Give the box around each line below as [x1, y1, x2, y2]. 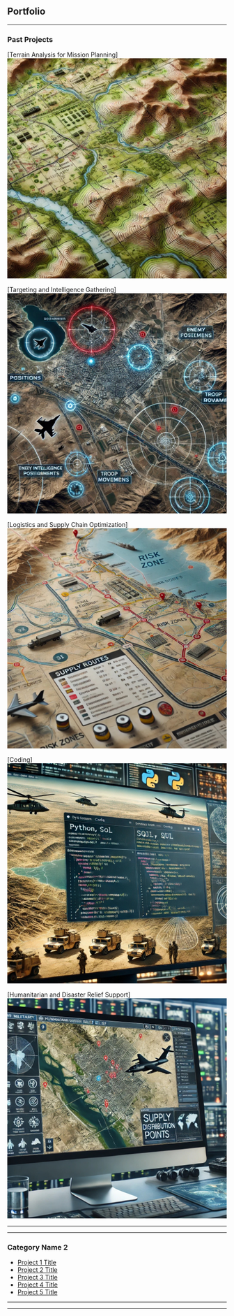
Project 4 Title [17, 1280, 58, 1289]
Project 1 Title [17, 1258, 57, 1267]
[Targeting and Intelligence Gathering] [7, 286, 117, 294]
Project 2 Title [17, 1266, 58, 1274]
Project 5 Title [17, 1288, 58, 1296]
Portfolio [7, 6, 46, 17]
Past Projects [7, 34, 54, 44]
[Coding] [7, 755, 33, 764]
